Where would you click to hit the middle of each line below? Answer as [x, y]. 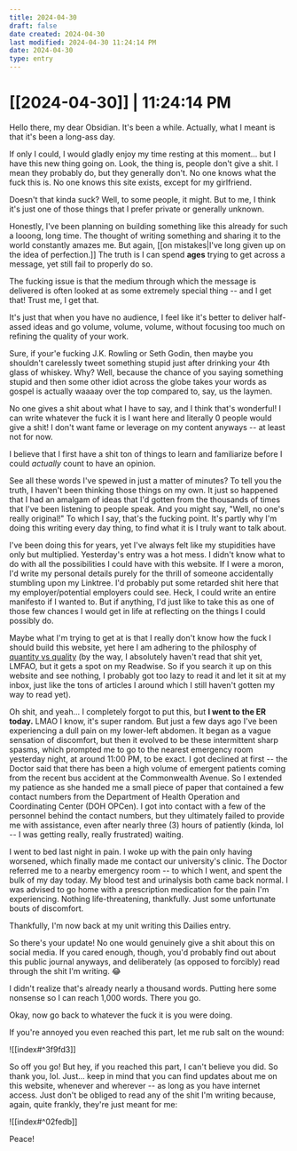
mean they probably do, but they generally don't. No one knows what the [143, 172]
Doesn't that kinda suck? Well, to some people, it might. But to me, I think [143, 199]
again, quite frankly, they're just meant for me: [94, 1104]
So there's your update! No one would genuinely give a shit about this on [142, 942]
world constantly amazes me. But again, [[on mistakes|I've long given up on [148, 244]
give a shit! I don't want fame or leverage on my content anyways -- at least [147, 427]
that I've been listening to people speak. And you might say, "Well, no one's [147, 508]
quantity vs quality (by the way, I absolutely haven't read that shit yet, [136, 656]
